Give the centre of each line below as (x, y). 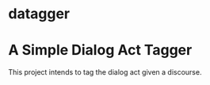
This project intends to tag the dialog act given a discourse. (105, 72)
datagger (39, 14)
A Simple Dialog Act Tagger (100, 50)
